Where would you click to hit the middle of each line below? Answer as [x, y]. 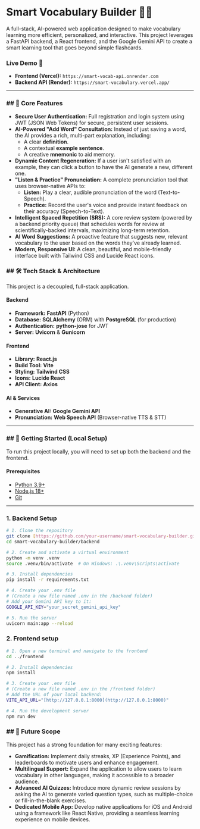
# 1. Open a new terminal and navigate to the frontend [77, 651]
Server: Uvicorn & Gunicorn [50, 332]
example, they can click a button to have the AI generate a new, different [104, 167]
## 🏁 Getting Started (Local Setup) [57, 439]
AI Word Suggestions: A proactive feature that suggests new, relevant [101, 236]
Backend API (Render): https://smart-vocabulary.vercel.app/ [92, 82]
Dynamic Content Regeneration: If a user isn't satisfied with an [93, 161]
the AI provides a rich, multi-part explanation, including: [83, 135]
